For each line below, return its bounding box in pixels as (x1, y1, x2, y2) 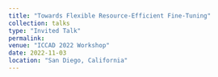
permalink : (8, 34, 45, 43)
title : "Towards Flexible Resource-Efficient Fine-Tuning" (8, 11, 212, 20)
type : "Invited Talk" (8, 26, 82, 34)
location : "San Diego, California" (8, 57, 128, 65)
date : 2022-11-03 (8, 49, 67, 57)
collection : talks (8, 19, 70, 27)
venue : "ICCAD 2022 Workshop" (8, 42, 111, 50)
